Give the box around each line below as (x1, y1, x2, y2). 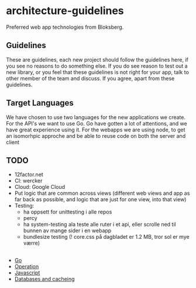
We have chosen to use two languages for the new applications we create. (6, 113, 186, 121)
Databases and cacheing (14, 275, 75, 282)
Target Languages (6, 98, 74, 108)
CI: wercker (14, 177, 43, 184)
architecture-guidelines (6, 4, 124, 18)
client (6, 138, 19, 145)
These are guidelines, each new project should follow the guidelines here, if (6, 56, 188, 63)
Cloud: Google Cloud (14, 184, 66, 191)
